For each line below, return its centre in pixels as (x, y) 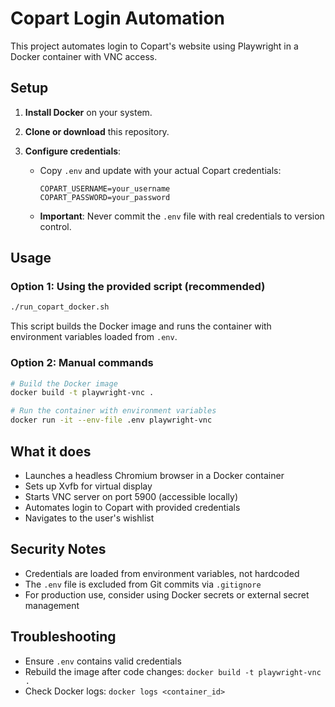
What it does (51, 451)
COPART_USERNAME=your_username (105, 188)
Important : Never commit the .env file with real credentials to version (182, 216)
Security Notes (58, 549)
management (52, 605)
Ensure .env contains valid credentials (103, 661)
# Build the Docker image (64, 383)
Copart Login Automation (117, 18)
